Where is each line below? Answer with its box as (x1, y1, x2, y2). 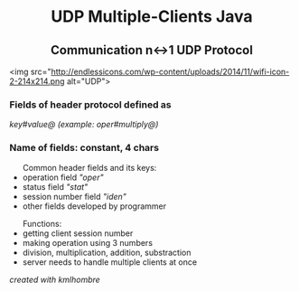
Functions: (22, 218, 62, 229)
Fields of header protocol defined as (9, 98, 172, 110)
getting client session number (22, 228, 134, 239)
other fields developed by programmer (22, 201, 167, 212)
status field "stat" (22, 181, 89, 192)
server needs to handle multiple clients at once (22, 256, 197, 268)
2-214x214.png (9, 76, 65, 87)
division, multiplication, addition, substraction (22, 247, 192, 258)
